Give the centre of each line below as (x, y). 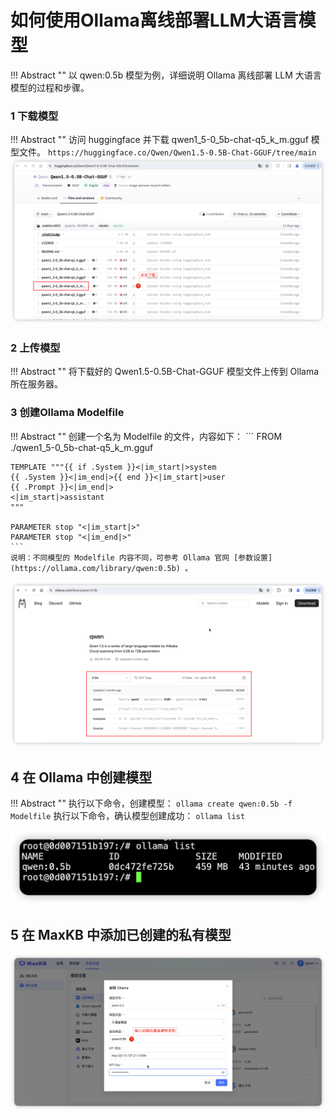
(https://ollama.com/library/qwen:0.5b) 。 (101, 568)
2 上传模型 (35, 348)
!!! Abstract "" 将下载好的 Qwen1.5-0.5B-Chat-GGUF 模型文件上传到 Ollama (165, 372)
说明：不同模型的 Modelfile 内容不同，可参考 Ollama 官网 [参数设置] (141, 557)
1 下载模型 (34, 116)
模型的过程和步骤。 (50, 87)
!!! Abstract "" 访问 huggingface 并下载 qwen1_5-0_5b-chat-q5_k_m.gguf (159, 140)
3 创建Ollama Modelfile (67, 413)
